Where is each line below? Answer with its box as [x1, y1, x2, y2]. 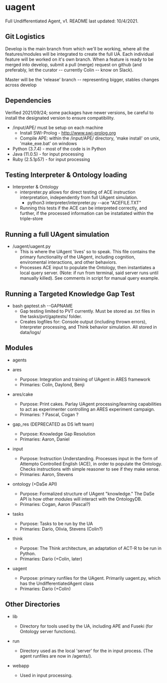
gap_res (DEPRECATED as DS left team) [12, 421, 95, 427]
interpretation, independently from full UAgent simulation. [19, 194, 139, 200]
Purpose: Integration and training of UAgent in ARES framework [19, 376, 151, 382]
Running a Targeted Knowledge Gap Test [5, 290, 135, 298]
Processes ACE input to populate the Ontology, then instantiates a [19, 265, 156, 271]
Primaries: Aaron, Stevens [19, 471, 73, 477]
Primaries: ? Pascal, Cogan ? [19, 411, 79, 417]
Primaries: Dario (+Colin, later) [19, 555, 83, 562]
